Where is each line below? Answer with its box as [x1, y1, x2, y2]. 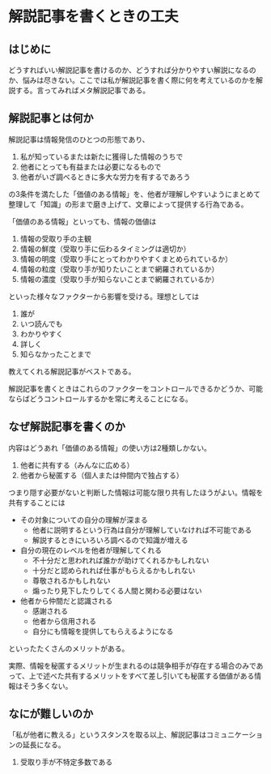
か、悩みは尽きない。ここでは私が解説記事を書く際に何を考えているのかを [8, 75, 256, 85]
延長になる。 [22, 740, 66, 750]
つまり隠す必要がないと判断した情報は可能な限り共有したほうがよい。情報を [8, 487, 264, 497]
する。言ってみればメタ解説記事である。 [15, 86, 150, 95]
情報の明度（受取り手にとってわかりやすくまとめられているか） [19, 254, 233, 263]
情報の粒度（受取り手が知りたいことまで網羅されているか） [19, 264, 219, 274]
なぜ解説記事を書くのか [8, 420, 125, 434]
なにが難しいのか [8, 707, 94, 721]
